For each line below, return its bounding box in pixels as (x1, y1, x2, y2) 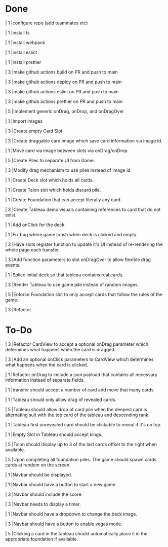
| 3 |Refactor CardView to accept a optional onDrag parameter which (5, 341, 148, 347)
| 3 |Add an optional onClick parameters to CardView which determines (5, 356, 154, 362)
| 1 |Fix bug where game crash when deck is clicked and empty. (5, 231, 138, 237)
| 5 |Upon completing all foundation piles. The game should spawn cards (5, 456, 157, 462)
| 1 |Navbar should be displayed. (5, 471, 72, 478)
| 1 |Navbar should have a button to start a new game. (5, 481, 117, 487)
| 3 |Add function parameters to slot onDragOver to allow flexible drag (5, 257, 151, 263)
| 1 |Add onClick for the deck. (5, 222, 66, 228)
